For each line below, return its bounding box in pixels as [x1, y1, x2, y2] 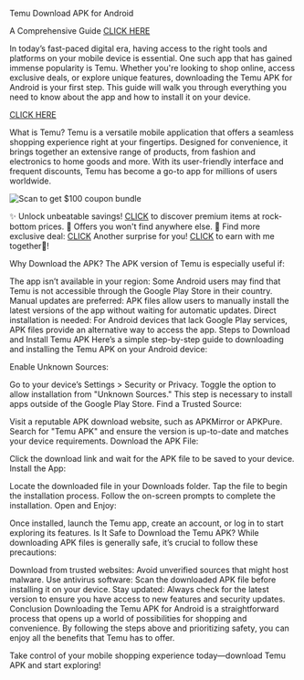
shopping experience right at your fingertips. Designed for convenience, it [9, 137, 288, 147]
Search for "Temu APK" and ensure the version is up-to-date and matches [9, 426, 289, 436]
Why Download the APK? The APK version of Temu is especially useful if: [9, 258, 286, 268]
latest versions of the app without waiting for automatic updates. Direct [9, 305, 277, 316]
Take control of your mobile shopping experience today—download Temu [9, 650, 286, 661]
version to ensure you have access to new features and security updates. [9, 593, 286, 604]
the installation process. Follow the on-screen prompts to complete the [9, 490, 276, 501]
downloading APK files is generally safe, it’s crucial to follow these [9, 538, 258, 548]
